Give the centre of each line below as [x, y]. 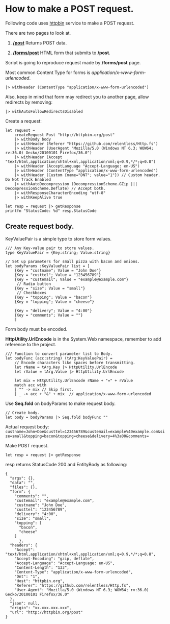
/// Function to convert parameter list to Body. [59, 354]
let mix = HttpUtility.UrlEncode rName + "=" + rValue [74, 380]
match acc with [31, 385]
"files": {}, [24, 487]
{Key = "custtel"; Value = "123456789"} [58, 275]
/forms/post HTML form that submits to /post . [61, 53]
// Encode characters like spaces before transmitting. [75, 363]
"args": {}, [23, 478]
